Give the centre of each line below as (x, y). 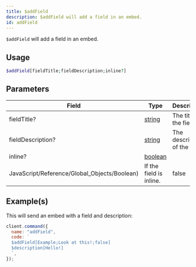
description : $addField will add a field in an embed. (74, 17)
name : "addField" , (34, 232)
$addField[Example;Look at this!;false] (61, 243)
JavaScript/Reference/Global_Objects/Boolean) (74, 173)
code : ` (21, 237)
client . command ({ (27, 226)
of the (180, 147)
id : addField (22, 22)
